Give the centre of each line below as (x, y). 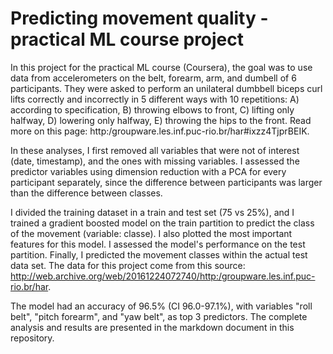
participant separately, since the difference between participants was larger (166, 182)
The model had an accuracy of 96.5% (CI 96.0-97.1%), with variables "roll (161, 306)
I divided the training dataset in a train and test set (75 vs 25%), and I (152, 212)
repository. (32, 338)
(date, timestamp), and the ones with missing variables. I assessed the (155, 161)
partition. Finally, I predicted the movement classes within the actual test (159, 254)
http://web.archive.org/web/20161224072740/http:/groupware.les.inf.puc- (163, 276)
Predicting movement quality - (139, 18)
